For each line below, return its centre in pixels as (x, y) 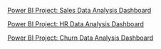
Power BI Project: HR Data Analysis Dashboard (76, 24)
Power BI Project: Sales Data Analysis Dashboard (79, 10)
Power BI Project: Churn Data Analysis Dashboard (80, 38)
